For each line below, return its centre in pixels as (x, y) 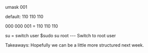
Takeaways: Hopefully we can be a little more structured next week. (74, 45)
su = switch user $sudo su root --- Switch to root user (61, 36)
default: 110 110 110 (24, 16)
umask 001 (16, 7)
